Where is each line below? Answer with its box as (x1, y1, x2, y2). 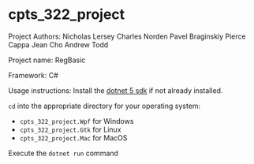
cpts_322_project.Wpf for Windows (19, 116, 134, 125)
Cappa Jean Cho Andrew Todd (8, 39, 109, 49)
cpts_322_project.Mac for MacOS (19, 132, 128, 143)
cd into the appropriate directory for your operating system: (8, 101, 201, 110)
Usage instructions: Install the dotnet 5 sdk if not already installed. (8, 85, 223, 95)
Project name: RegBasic (8, 55, 86, 65)
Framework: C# (8, 70, 58, 80)
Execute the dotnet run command (8, 148, 118, 158)
